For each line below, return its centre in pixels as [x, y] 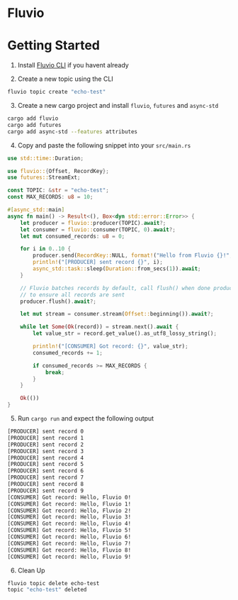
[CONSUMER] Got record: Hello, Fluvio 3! [69, 517]
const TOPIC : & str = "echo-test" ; [58, 190]
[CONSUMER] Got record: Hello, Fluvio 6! [69, 537]
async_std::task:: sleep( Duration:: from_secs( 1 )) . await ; [117, 269]
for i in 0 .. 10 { [46, 249]
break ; [55, 372]
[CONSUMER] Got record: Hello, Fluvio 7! [69, 543]
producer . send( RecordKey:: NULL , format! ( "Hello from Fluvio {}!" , [133, 256]
